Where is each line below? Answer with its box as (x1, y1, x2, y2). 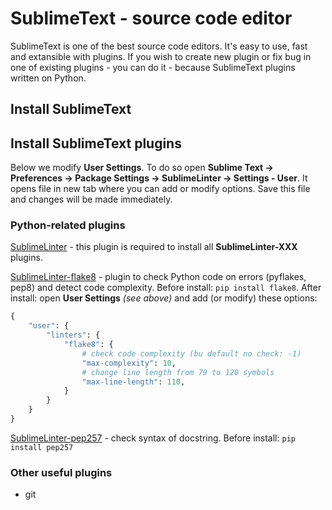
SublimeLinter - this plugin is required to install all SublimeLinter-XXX (10, 241, 298, 253)
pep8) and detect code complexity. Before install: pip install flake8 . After (10, 282, 322, 294)
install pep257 (10, 442, 74, 452)
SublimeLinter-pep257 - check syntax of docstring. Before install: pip (10, 432, 296, 444)
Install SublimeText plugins (10, 135, 182, 152)
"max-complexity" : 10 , (81, 358, 177, 368)
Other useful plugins (10, 465, 113, 479)
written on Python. (10, 72, 87, 84)
